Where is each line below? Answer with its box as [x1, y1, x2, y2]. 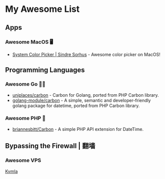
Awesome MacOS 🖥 [5, 38, 54, 45]
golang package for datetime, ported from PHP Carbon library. [12, 103, 140, 109]
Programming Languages [5, 66, 85, 74]
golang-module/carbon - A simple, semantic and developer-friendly [12, 97, 151, 103]
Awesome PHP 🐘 [5, 115, 46, 122]
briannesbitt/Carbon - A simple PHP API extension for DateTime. [12, 126, 144, 132]
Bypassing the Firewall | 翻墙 [5, 142, 96, 150]
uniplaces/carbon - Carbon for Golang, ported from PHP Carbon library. [12, 92, 159, 98]
